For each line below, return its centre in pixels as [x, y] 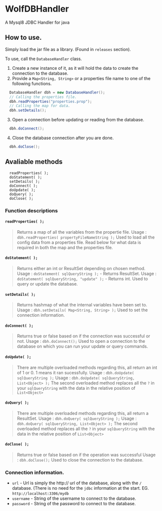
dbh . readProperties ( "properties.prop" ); [51, 101]
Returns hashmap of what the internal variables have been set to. [82, 305]
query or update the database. [47, 284]
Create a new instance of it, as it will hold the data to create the [75, 68]
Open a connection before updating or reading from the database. [78, 120]
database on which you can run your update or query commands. [82, 346]
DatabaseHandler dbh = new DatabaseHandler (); [57, 92]
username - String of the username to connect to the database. [74, 498]
